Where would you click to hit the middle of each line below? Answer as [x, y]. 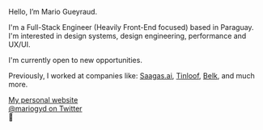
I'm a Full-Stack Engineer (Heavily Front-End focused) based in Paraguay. [131, 27]
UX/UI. [19, 44]
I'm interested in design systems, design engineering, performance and [127, 36]
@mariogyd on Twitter [45, 109]
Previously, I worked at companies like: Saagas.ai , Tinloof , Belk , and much [131, 75]
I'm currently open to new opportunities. [76, 60]
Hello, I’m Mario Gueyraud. [53, 12]
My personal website [43, 100]
